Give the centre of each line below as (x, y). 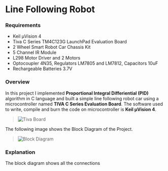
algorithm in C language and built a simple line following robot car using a (82, 98)
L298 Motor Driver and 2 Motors (46, 58)
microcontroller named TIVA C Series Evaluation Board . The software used (84, 104)
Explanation (20, 152)
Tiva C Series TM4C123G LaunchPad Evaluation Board (70, 42)
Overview (18, 82)
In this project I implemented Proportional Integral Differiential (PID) (77, 93)
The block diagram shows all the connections (53, 163)
